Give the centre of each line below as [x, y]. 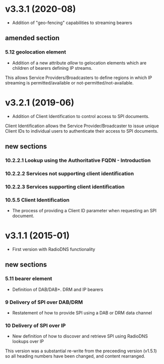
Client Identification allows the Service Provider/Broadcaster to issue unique [82, 126]
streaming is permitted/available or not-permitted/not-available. [69, 83]
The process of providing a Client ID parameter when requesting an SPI [84, 211]
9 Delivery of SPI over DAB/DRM [44, 302]
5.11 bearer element [29, 279]
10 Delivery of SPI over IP [36, 325]
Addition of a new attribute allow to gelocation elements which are [79, 63]
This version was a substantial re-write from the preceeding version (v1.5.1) [81, 351]
